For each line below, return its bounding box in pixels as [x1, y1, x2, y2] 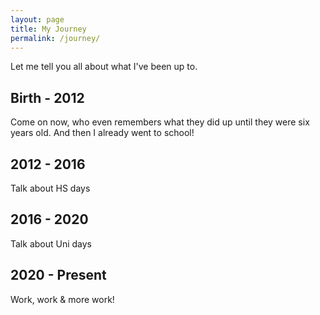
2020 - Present [10, 267, 107, 284]
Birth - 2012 [10, 89, 85, 106]
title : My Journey [10, 24, 87, 34]
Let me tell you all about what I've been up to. [10, 61, 198, 73]
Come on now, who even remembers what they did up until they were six [10, 116, 310, 128]
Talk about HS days [10, 182, 91, 194]
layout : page [10, 14, 65, 25]
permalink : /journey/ [10, 33, 101, 43]
